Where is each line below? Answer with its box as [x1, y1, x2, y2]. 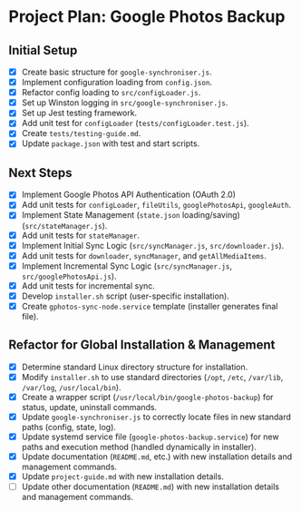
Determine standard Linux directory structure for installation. [21, 361, 248, 372]
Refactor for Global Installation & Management [8, 338, 276, 353]
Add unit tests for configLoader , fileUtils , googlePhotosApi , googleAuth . [21, 200, 292, 211]
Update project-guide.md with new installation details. [21, 471, 224, 482]
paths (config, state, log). [21, 422, 117, 432]
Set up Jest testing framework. [21, 107, 138, 119]
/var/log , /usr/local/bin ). [21, 381, 121, 392]
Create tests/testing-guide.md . [21, 128, 141, 139]
